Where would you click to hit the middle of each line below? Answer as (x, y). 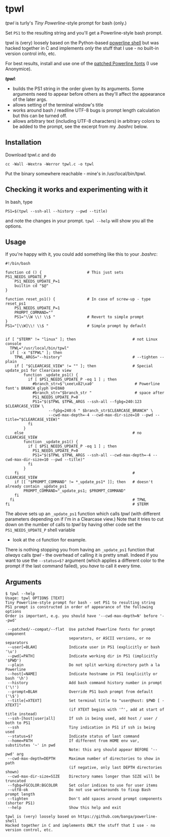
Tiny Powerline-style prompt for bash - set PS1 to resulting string (80, 603)
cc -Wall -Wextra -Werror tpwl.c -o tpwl (50, 164)
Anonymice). (19, 69)
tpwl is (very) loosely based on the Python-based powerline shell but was (82, 43)
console (13, 344)
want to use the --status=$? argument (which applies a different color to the (85, 560)
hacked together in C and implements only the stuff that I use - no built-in (82, 48)
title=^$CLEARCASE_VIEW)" (32, 420)
